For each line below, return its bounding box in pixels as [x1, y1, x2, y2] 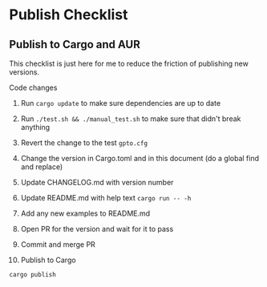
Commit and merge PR [20, 240, 95, 249]
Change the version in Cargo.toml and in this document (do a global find [20, 154, 260, 163]
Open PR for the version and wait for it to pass [20, 224, 174, 233]
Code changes [9, 83, 58, 92]
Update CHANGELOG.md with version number [20, 178, 174, 187]
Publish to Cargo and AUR [9, 38, 141, 51]
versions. [9, 67, 39, 77]
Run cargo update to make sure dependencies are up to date [20, 99, 221, 107]
